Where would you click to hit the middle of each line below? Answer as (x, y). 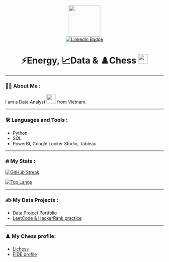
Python (20, 133)
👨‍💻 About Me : (23, 86)
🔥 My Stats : (20, 161)
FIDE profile (25, 254)
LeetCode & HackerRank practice (47, 218)
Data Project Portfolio (34, 213)
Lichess (21, 249)
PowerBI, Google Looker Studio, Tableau (54, 143)
